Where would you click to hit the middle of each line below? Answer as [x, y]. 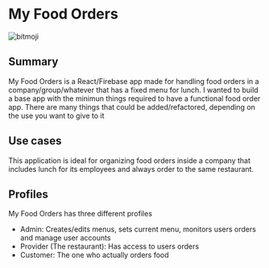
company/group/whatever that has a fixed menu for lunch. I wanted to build [134, 90]
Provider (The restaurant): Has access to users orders [110, 246]
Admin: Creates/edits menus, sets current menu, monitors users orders [138, 229]
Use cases [35, 141]
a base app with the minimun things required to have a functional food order [134, 98]
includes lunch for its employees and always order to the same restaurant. [131, 169]
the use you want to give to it [56, 115]
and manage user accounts [65, 238]
